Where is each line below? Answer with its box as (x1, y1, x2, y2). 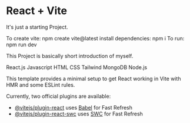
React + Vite (6, 4, 68, 18)
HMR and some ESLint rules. (6, 81, 75, 88)
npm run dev (6, 41, 37, 48)
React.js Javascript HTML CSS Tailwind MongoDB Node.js (6, 63, 148, 71)
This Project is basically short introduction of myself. (6, 52, 134, 59)
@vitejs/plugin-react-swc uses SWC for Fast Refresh (14, 110, 143, 117)
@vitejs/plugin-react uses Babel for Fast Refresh (14, 104, 133, 111)
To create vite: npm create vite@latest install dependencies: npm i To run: (6, 35, 185, 42)
